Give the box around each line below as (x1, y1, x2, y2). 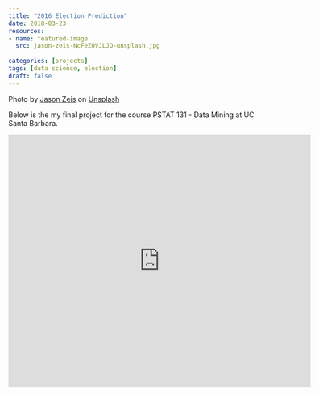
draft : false (8, 72, 52, 80)
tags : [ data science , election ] (8, 65, 117, 73)
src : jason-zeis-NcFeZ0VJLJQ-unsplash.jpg (15, 42, 160, 50)
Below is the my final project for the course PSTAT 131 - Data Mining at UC (8, 110, 255, 120)
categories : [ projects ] (8, 57, 89, 65)
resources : (8, 27, 45, 35)
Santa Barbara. (8, 118, 58, 128)
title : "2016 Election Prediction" (8, 11, 128, 20)
